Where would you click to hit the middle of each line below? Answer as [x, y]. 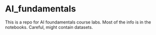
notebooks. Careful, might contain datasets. [49, 27]
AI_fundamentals [41, 9]
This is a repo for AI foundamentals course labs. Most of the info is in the [78, 22]
